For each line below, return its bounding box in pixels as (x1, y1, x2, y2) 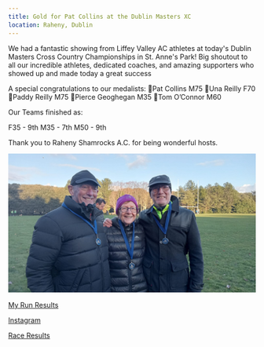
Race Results (8, 331, 50, 340)
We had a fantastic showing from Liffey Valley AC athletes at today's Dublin (8, 43, 251, 53)
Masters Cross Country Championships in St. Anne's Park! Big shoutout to (8, 52, 248, 61)
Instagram (8, 316, 41, 325)
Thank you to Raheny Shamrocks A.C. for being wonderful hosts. (8, 137, 218, 147)
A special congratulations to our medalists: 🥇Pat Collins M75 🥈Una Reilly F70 (8, 83, 256, 93)
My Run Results (8, 301, 59, 309)
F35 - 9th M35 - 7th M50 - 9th (8, 122, 107, 132)
